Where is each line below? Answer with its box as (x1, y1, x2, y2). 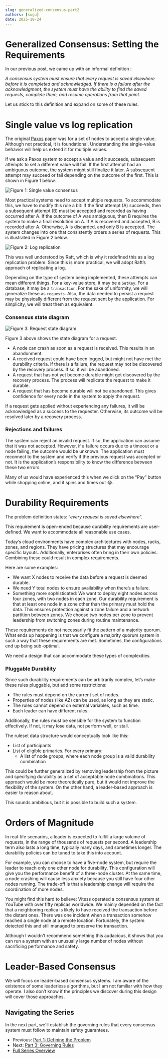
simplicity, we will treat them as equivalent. (5, 301, 94, 307)
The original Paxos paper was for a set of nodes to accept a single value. (5, 136, 156, 142)
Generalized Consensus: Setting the (5, 38, 159, 50)
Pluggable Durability (5, 665, 56, 672)
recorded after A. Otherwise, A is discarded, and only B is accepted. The (5, 224, 155, 230)
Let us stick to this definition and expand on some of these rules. (5, 101, 139, 107)
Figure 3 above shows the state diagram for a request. (5, 335, 117, 341)
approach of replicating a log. (5, 265, 66, 271)
